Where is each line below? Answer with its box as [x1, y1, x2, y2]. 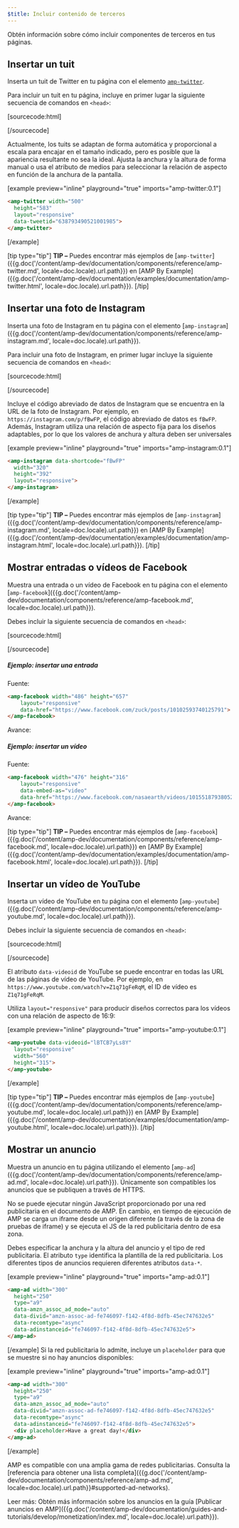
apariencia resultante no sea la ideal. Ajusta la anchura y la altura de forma [7, 155, 226, 164]
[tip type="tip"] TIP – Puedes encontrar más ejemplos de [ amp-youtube [7, 1093, 213, 1101]
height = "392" [14, 470, 53, 478]
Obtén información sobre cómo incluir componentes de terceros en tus [7, 30, 216, 39]
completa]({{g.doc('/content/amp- [106, 1468, 208, 1477]
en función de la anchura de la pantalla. [7, 171, 123, 179]
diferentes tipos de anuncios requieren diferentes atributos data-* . [7, 1258, 203, 1267]
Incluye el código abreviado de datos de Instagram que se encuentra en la [7, 399, 225, 408]
